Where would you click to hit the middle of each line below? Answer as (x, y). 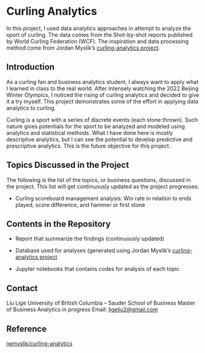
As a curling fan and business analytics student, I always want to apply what (102, 82)
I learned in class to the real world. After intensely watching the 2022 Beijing (102, 88)
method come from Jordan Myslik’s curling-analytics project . (83, 48)
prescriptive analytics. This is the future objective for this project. (88, 146)
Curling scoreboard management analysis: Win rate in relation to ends (103, 198)
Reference (27, 329)
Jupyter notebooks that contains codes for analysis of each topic (97, 269)
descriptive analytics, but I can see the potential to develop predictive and (99, 139)
